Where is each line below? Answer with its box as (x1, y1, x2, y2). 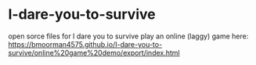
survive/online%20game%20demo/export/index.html (8, 48, 180, 57)
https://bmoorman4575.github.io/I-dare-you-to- (8, 39, 163, 49)
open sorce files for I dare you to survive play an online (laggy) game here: (8, 31, 249, 41)
